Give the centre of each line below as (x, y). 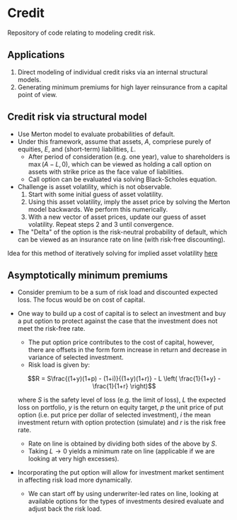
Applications (36, 55)
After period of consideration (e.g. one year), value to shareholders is (129, 157)
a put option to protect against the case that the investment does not (117, 321)
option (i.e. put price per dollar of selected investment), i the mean (114, 415)
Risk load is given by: (59, 365)
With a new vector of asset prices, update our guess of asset (117, 217)
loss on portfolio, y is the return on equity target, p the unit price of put (121, 407)
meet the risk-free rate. (51, 329)
